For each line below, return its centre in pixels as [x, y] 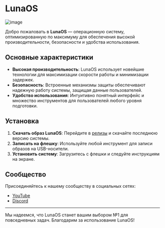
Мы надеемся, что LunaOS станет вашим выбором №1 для [67, 215]
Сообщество [26, 174]
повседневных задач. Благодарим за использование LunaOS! [70, 220]
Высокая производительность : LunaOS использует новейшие [78, 69]
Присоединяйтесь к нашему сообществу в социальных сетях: [70, 186]
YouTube [21, 196]
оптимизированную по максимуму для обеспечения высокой [70, 37]
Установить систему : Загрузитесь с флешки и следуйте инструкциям [86, 154]
